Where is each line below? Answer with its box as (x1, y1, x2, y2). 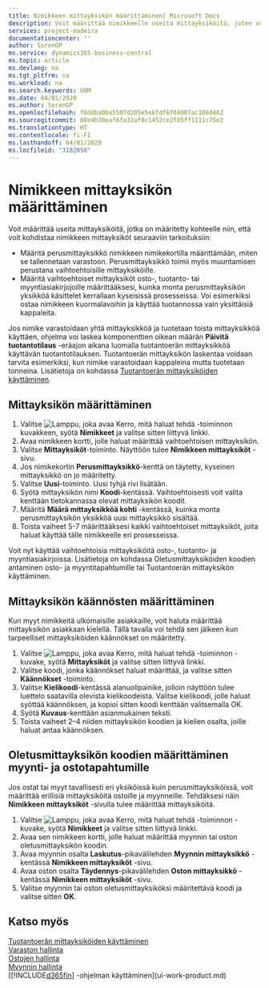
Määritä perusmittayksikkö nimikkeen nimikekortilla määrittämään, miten (19, 248, 258, 258)
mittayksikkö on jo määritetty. (19, 470, 118, 480)
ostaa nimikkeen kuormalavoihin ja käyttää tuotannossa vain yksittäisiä (19, 299, 254, 309)
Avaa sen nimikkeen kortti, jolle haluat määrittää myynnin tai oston (19, 831, 238, 841)
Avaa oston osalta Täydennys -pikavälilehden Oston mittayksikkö (19, 866, 238, 876)
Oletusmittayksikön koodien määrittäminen (8, 748, 229, 762)
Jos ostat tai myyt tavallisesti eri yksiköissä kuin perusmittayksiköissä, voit (8, 782, 254, 791)
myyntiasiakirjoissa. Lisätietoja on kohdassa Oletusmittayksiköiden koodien (8, 555, 256, 564)
